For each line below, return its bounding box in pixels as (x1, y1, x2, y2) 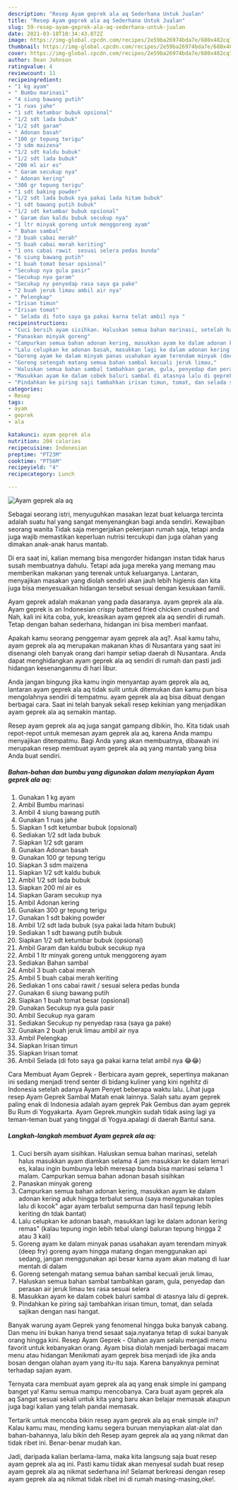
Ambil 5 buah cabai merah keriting (18, 973, 119, 982)
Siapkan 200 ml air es (18, 883, 82, 892)
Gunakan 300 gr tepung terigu (18, 905, 107, 914)
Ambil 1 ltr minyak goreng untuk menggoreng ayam (18, 951, 167, 959)
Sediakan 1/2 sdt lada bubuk (18, 830, 101, 839)
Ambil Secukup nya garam (18, 1011, 95, 1019)
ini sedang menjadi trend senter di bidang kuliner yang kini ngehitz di (8, 1077, 209, 1086)
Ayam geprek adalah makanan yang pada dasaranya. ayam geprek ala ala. (8, 597, 225, 606)
